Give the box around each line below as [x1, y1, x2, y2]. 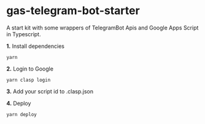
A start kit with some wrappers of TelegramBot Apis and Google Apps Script [6, 24, 199, 31]
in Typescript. [6, 30, 41, 37]
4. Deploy [6, 99, 31, 107]
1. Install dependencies [6, 42, 64, 50]
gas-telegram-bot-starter [6, 4, 140, 18]
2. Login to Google [6, 65, 54, 72]
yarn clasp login [6, 77, 51, 83]
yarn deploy [6, 111, 37, 117]
